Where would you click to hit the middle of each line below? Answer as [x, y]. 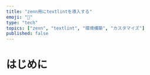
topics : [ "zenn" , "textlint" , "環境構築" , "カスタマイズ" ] [76, 28]
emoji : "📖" [19, 17]
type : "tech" [22, 22]
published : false [27, 34]
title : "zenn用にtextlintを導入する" [49, 12]
